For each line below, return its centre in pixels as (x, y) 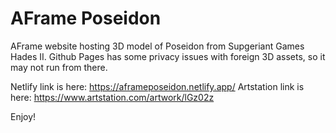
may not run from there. (59, 67)
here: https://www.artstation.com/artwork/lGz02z (112, 97)
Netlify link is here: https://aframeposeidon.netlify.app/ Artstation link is (157, 86)
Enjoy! (23, 116)
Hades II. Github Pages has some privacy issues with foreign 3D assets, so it (168, 56)
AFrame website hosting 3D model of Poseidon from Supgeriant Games (157, 46)
